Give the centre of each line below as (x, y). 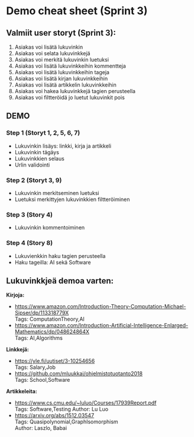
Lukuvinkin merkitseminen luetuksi (57, 193)
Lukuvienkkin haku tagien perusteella (60, 256)
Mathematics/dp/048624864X (52, 332)
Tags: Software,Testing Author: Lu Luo (61, 409)
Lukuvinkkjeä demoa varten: (60, 281)
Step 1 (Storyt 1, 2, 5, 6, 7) (43, 133)
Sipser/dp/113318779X (42, 313)
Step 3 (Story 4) (30, 215)
